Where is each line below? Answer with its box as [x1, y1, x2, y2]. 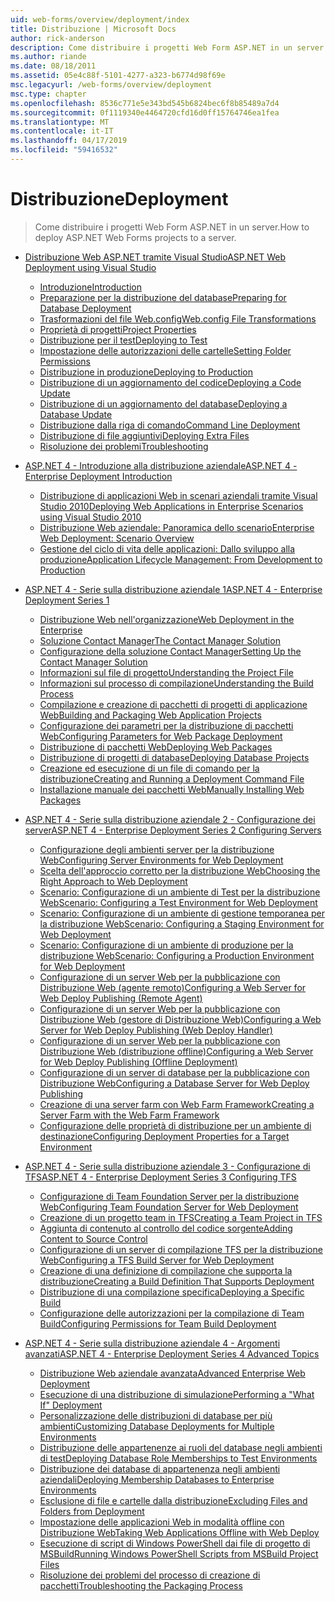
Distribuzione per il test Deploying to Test [39, 334, 208, 346]
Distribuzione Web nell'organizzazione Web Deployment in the [39, 613, 295, 625]
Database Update [39, 408, 113, 420]
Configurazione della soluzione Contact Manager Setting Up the [39, 645, 302, 657]
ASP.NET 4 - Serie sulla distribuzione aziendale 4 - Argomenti [24, 1337, 281, 1349]
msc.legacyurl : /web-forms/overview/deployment [10, 80, 213, 90]
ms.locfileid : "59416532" [10, 145, 118, 155]
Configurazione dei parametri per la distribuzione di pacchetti [39, 719, 294, 731]
